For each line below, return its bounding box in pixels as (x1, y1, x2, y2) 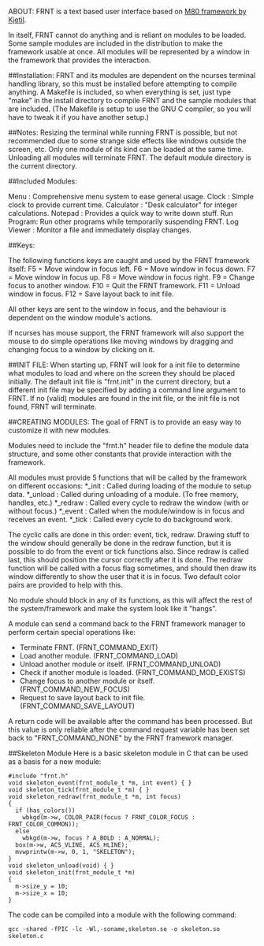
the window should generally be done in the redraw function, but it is (8, 539, 232, 547)
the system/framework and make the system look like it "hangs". (8, 604, 218, 613)
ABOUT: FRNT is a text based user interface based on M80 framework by (8, 7, 247, 16)
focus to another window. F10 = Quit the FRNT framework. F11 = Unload (8, 281, 240, 290)
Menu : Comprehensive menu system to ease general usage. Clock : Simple (8, 192, 255, 201)
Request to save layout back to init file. (19, 693, 146, 702)
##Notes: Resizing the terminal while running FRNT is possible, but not (8, 128, 238, 137)
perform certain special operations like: (8, 628, 136, 636)
